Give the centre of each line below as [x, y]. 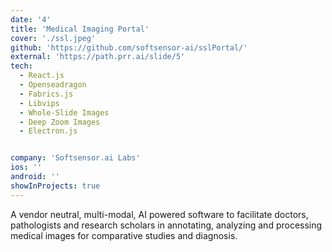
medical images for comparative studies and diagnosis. [124, 235]
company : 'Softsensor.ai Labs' [75, 158]
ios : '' [26, 167]
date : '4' [31, 19]
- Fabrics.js [46, 94]
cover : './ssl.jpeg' [53, 38]
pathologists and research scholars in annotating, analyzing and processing [166, 225]
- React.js [42, 76]
